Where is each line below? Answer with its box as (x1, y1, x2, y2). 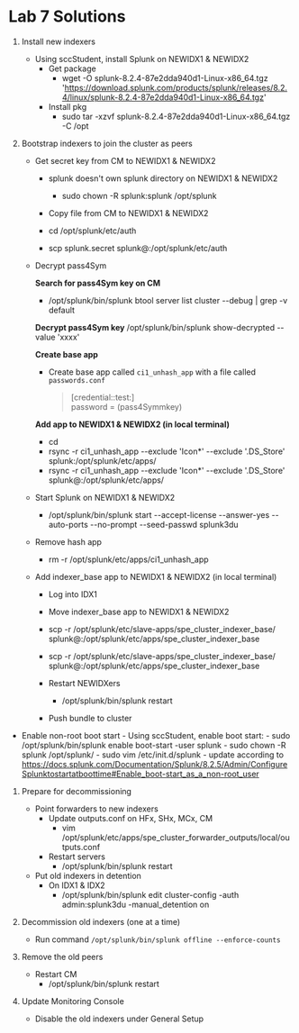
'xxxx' (57, 331, 80, 342)
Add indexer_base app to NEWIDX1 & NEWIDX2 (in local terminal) (34, 571, 277, 582)
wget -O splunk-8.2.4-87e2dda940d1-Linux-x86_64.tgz (61, 72, 268, 83)
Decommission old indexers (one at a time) (21, 916, 181, 927)
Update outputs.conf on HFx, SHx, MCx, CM (48, 812, 213, 823)
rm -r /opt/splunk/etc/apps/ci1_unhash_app (48, 554, 209, 565)
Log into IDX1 (48, 588, 98, 600)
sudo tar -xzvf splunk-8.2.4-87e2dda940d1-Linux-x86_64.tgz (61, 111, 291, 122)
